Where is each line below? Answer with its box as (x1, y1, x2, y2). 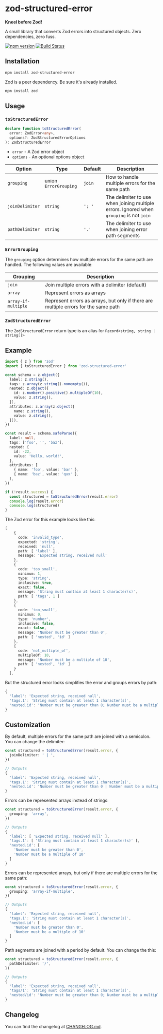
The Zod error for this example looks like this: (5, 517, 96, 523)
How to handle (105, 173, 139, 180)
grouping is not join (105, 212, 151, 219)
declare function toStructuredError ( (5, 126, 81, 132)
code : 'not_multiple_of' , (17, 648, 70, 653)
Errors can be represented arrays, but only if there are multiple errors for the (5, 870, 158, 876)
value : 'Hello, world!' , (14, 453, 64, 458)
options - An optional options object (12, 154, 84, 160)
